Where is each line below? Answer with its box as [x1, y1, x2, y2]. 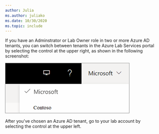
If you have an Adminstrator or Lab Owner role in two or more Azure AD [5, 37, 150, 44]
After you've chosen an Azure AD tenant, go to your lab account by [5, 118, 141, 124]
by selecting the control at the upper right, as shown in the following [5, 48, 143, 54]
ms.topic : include [5, 24, 43, 28]
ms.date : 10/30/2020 [5, 18, 48, 23]
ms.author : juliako [5, 13, 45, 18]
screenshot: [5, 53, 29, 59]
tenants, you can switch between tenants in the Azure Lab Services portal [5, 43, 155, 49]
